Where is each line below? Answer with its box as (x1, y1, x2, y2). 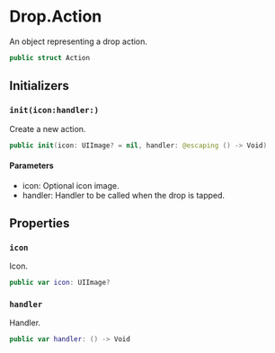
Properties (9, 216, 70, 231)
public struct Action (9, 53, 91, 62)
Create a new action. (9, 123, 86, 134)
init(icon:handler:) (9, 105, 100, 116)
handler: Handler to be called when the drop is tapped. (22, 190, 226, 200)
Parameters (9, 160, 54, 171)
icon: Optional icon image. (22, 180, 120, 190)
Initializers (9, 78, 70, 93)
